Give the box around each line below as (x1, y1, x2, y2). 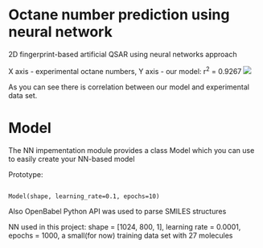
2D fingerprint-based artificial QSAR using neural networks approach (8, 49, 237, 59)
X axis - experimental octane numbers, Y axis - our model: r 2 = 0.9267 (8, 64, 242, 76)
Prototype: (8, 169, 43, 179)
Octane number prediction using (8, 6, 230, 24)
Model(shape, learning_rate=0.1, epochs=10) (8, 192, 160, 200)
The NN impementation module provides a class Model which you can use (8, 145, 255, 155)
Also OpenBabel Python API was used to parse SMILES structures (8, 206, 227, 216)
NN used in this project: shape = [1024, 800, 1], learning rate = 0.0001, (8, 221, 241, 231)
